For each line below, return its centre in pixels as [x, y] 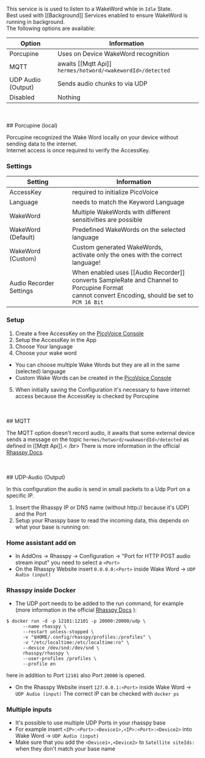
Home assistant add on [41, 543]
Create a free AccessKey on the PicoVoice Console [79, 333]
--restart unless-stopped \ [58, 632]
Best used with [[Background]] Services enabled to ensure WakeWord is [97, 15]
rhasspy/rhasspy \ [46, 653]
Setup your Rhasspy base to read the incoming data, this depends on [102, 520]
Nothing [69, 97]
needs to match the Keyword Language [128, 203]
